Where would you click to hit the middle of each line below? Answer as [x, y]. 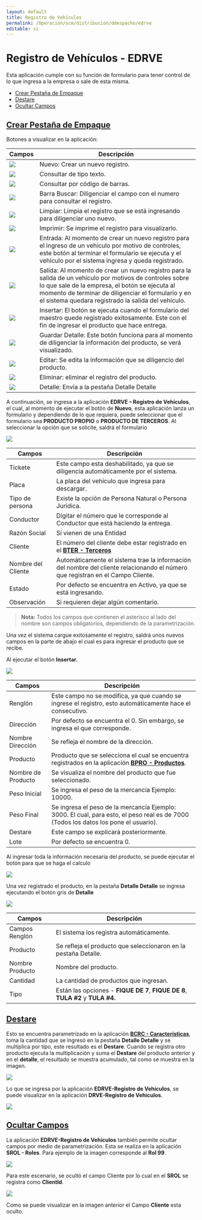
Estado [19, 589]
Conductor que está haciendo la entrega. [114, 523]
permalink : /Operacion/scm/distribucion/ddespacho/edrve [79, 23]
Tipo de [20, 498]
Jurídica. [69, 506]
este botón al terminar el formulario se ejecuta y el [110, 253]
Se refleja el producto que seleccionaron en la [121, 946]
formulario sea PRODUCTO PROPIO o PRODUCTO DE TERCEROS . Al [91, 421]
